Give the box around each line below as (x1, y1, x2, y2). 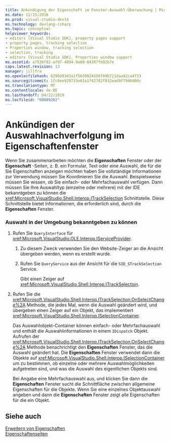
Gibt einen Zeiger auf (20, 276, 65, 282)
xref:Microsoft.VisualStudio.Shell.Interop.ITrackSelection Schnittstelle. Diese (5, 195, 164, 201)
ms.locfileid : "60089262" (5, 97, 60, 102)
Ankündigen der (5, 119, 75, 131)
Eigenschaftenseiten (5, 431, 48, 437)
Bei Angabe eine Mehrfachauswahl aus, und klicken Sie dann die (12, 375, 148, 382)
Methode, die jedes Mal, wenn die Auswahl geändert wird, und (26, 302, 157, 308)
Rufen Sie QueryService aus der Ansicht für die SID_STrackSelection (20, 261, 162, 267)
